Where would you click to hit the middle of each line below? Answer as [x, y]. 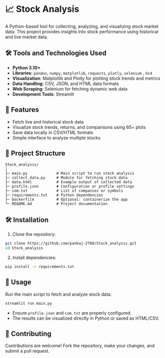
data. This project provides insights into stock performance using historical [82, 31]
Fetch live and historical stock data [48, 121]
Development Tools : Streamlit [43, 94]
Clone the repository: [34, 235]
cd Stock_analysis [24, 248]
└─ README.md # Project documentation [56, 204]
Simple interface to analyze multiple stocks [56, 137]
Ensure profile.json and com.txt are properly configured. [72, 313]
